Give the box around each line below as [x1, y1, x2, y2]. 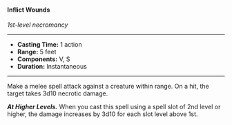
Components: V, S [17, 55, 70, 63]
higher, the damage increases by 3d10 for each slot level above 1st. [7, 110, 198, 118]
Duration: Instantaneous [17, 62, 88, 71]
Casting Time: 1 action [17, 41, 82, 49]
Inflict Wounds [7, 5, 50, 14]
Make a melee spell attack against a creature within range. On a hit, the [7, 82, 209, 91]
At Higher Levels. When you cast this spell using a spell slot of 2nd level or [7, 103, 221, 111]
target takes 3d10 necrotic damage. [7, 89, 108, 98]
